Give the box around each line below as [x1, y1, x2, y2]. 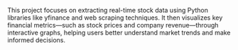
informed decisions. [7, 36, 66, 44]
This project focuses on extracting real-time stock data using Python [7, 6, 208, 14]
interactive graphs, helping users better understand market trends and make [7, 28, 231, 37]
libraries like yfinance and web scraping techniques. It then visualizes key [7, 13, 223, 22]
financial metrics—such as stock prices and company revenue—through [7, 21, 219, 29]
